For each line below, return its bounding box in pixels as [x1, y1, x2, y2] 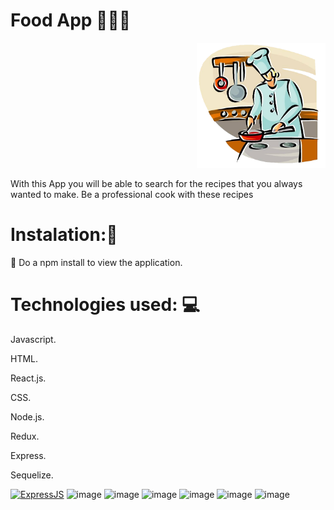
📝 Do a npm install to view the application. [10, 256, 183, 268]
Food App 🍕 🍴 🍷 [10, 9, 132, 32]
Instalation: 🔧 [10, 224, 118, 246]
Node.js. [10, 410, 45, 423]
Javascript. [10, 333, 57, 345]
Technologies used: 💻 [10, 294, 200, 316]
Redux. [10, 430, 40, 442]
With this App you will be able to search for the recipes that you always [10, 177, 303, 189]
